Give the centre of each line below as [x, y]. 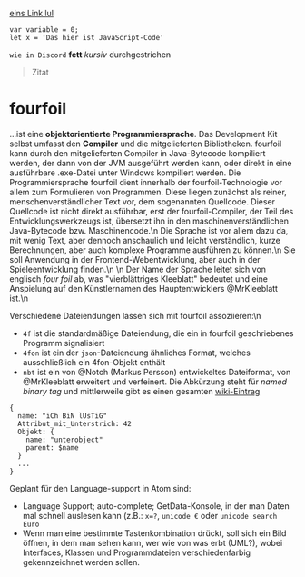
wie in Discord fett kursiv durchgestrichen [90, 55]
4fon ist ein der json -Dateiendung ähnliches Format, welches [137, 353]
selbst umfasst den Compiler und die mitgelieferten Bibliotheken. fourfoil [146, 144]
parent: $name [52, 448]
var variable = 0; [44, 30]
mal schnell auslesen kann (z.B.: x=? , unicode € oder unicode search [150, 515]
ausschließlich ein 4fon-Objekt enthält [94, 362]
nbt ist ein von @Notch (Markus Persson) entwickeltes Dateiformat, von [157, 372]
